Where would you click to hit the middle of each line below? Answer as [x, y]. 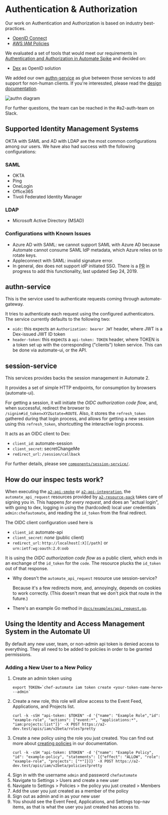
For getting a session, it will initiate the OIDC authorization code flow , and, [81, 403]
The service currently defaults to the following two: [58, 319]
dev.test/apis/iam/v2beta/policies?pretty [57, 766]
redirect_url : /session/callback [46, 454]
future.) [20, 599]
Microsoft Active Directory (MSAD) [48, 221]
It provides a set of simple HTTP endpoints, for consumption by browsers [81, 388]
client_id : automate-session [42, 444]
